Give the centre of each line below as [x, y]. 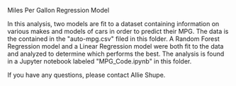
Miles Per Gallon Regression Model [58, 10]
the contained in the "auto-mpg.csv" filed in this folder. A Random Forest [113, 39]
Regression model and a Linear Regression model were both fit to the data [116, 46]
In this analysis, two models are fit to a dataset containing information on [113, 24]
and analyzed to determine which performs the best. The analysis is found [116, 54]
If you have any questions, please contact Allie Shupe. [86, 75]
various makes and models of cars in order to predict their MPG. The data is [118, 31]
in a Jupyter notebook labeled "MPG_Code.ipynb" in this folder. [100, 61]
